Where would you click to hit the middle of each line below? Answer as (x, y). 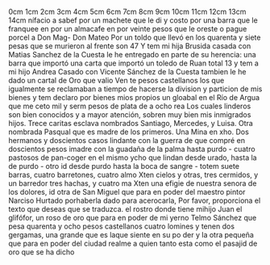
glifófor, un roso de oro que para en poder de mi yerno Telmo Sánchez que (133, 218)
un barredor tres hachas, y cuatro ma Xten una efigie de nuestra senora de (133, 183)
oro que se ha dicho (42, 252)
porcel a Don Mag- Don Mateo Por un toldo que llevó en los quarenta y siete (135, 37)
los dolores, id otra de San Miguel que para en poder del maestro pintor (127, 192)
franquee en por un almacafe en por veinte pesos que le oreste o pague (128, 29)
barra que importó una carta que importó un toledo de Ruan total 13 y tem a (134, 63)
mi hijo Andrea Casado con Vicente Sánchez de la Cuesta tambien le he (127, 72)
